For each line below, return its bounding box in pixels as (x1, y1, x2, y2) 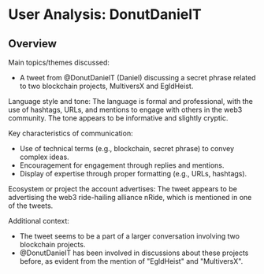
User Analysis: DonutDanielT (8, 6, 203, 24)
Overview (8, 37, 58, 50)
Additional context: (8, 217, 69, 225)
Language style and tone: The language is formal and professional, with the (8, 97, 254, 106)
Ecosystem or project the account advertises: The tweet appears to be (8, 184, 238, 194)
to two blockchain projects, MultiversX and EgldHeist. (19, 81, 194, 91)
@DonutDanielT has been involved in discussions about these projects (19, 248, 249, 257)
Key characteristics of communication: (8, 128, 133, 138)
